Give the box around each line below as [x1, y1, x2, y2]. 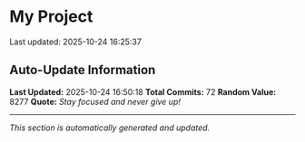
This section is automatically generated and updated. [9, 122, 211, 133]
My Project [9, 6, 93, 27]
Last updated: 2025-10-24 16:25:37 [9, 36, 143, 47]
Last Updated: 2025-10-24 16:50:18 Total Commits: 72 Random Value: [9, 86, 277, 97]
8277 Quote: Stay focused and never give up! [9, 96, 182, 107]
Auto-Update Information [9, 62, 156, 78]
